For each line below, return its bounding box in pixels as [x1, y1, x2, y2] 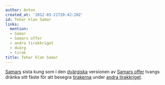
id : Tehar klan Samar [5, 17, 52, 22]
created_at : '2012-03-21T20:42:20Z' [5, 12, 83, 17]
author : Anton [5, 7, 36, 13]
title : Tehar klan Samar [5, 54, 58, 60]
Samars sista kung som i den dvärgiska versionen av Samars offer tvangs [5, 69, 160, 75]
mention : [10, 26, 29, 32]
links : [5, 21, 19, 27]
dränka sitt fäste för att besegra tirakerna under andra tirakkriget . [5, 74, 143, 80]
